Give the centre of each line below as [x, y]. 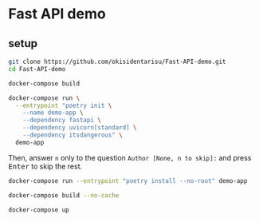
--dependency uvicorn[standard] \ [80, 128]
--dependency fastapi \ [62, 121]
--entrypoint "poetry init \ [64, 105]
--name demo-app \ [53, 113]
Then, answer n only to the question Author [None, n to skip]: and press [130, 157]
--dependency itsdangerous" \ [73, 135]
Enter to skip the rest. [45, 166]
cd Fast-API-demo [37, 69]
